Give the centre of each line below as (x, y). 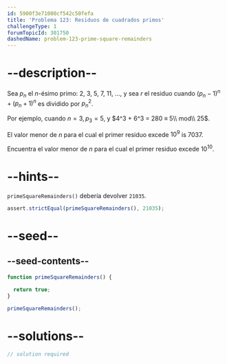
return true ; (32, 290)
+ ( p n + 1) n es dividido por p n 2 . (50, 103)
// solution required (38, 354)
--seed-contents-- (48, 261)
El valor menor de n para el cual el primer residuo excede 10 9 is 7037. (105, 133)
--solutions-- (46, 336)
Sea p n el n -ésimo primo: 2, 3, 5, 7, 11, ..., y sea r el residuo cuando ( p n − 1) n (114, 94)
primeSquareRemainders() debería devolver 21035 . (77, 196)
